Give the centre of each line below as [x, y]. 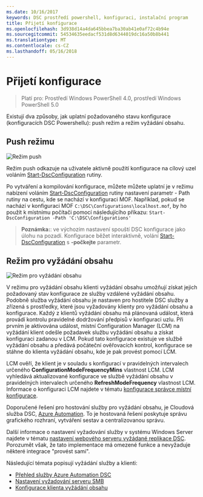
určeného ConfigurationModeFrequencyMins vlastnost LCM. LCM [90, 370]
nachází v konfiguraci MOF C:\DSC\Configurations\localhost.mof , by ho [96, 205]
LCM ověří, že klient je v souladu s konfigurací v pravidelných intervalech [98, 364]
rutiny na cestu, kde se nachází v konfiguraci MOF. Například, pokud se [95, 199]
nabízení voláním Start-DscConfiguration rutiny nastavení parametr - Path [98, 193]
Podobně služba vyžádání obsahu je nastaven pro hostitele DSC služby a [97, 300]
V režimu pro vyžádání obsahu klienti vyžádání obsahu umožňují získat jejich [102, 287]
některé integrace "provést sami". [48, 452]
